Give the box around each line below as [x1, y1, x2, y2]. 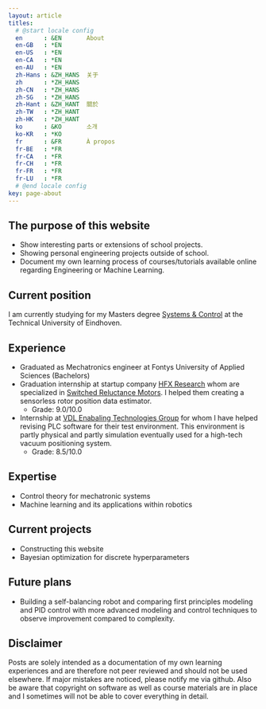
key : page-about [8, 189, 62, 198]
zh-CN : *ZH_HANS [15, 85, 80, 94]
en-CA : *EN [15, 57, 62, 65]
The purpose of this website [8, 219, 151, 233]
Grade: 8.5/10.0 [31, 447, 83, 456]
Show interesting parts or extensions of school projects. [19, 240, 203, 249]
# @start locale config [15, 26, 94, 34]
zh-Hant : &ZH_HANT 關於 [15, 100, 99, 108]
